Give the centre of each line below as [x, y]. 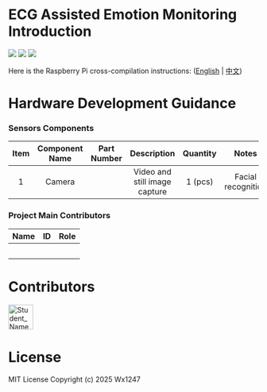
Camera [60, 182]
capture [153, 192]
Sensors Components [51, 129]
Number [106, 159]
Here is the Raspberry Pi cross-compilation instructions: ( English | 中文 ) [125, 71]
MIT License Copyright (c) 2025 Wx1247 [74, 379]
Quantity [199, 154]
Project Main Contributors [60, 216]
